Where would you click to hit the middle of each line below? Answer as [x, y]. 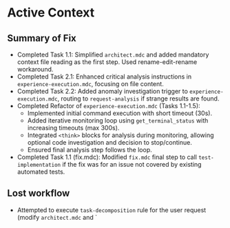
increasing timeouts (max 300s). [73, 128]
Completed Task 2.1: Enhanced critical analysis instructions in [104, 76]
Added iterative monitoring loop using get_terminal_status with [118, 121]
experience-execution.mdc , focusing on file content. [90, 84]
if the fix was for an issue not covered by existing [132, 164]
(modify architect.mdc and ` [57, 217]
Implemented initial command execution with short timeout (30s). [119, 113]
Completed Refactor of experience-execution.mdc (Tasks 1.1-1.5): [109, 106]
